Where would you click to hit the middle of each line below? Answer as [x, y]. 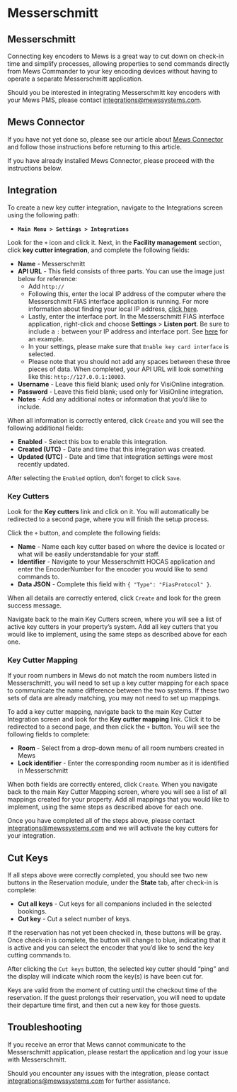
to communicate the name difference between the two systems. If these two [118, 690]
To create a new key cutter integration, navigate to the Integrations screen [115, 207]
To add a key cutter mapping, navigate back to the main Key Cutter [105, 712]
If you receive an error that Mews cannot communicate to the [97, 1044]
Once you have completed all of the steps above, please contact [101, 821]
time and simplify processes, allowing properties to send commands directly [118, 64]
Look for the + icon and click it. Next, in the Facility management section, [115, 242]
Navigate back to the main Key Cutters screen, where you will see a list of [115, 619]
